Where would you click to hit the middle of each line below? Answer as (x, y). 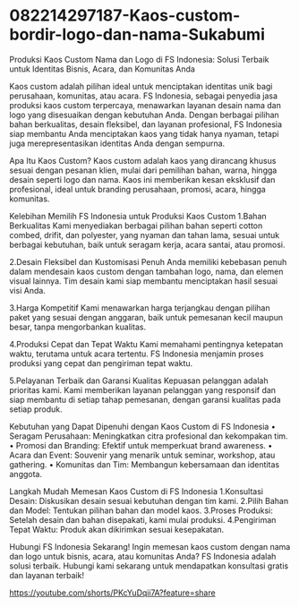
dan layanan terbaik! (47, 575)
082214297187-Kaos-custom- (125, 16)
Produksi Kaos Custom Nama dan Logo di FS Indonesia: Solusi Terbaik (140, 59)
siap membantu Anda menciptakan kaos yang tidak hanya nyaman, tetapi (144, 133)
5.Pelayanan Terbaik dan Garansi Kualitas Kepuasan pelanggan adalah (139, 380)
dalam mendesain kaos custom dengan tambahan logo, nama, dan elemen (146, 271)
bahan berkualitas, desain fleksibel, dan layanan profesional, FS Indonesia (146, 124)
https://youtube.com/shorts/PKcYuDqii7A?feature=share (113, 593)
